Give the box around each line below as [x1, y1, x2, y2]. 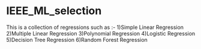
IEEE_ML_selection [6, 4, 102, 18]
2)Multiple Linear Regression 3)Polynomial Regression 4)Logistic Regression [6, 30, 196, 37]
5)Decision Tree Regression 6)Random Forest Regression [6, 36, 148, 43]
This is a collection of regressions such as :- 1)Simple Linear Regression [6, 24, 184, 31]
